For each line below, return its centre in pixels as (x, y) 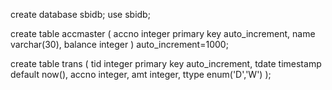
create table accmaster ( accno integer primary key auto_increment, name (163, 33)
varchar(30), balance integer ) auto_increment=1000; (119, 44)
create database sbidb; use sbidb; (80, 14)
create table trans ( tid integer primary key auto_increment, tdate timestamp (166, 63)
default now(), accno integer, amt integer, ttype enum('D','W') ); (141, 74)
